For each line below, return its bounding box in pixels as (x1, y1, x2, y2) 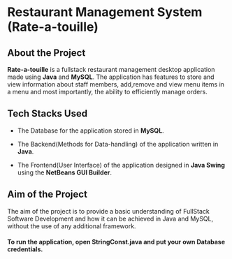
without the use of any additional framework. (7, 221, 136, 230)
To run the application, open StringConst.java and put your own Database (7, 238, 226, 246)
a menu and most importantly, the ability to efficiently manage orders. (7, 88, 208, 96)
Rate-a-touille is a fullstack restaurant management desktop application (7, 66, 215, 73)
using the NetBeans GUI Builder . (17, 168, 112, 177)
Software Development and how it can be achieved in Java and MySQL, (7, 214, 214, 223)
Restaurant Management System (7, 4, 203, 20)
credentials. (7, 245, 43, 253)
